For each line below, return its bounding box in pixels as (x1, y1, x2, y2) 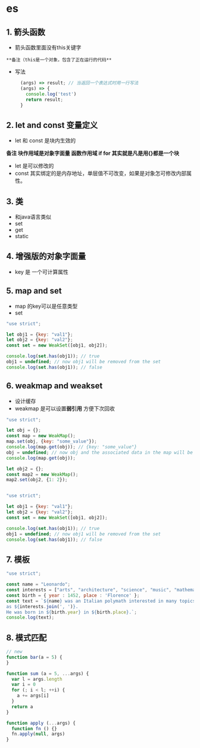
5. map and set (6, 286, 62, 296)
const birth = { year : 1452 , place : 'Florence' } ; (6, 592, 140, 599)
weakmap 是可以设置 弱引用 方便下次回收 (14, 404, 115, 412)
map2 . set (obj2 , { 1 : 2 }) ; (6, 477, 68, 483)
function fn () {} (11, 725, 58, 731)
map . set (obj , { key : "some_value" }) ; (6, 438, 97, 445)
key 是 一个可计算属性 (14, 268, 68, 275)
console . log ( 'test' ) (26, 91, 77, 97)
